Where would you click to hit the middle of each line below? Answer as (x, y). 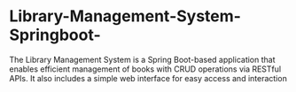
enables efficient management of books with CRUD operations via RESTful (145, 69)
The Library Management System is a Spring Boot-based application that (143, 59)
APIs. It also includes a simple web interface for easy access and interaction (148, 78)
